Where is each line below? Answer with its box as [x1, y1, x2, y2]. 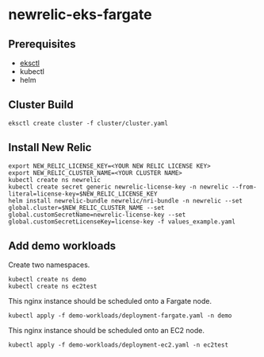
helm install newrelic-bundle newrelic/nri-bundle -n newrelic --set [8, 196, 243, 204]
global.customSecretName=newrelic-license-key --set [8, 211, 186, 219]
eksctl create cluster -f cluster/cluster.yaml [8, 119, 169, 127]
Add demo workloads [8, 239, 117, 253]
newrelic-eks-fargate [8, 6, 152, 24]
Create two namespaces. [8, 260, 90, 270]
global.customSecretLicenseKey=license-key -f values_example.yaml [8, 217, 236, 226]
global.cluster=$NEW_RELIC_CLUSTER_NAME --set [8, 204, 165, 211]
